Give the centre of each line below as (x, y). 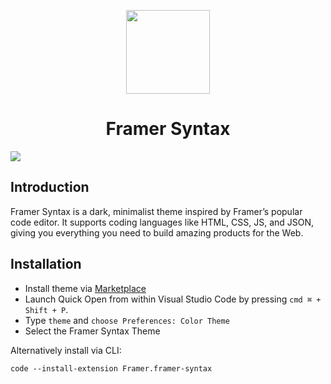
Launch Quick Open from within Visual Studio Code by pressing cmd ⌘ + (173, 299)
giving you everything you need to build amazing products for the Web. (157, 232)
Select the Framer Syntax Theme (92, 331)
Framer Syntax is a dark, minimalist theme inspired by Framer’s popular (156, 211)
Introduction (50, 187)
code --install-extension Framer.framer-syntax (111, 368)
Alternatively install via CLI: (66, 350)
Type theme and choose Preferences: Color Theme (127, 320)
